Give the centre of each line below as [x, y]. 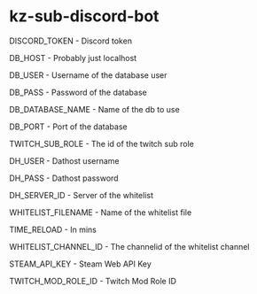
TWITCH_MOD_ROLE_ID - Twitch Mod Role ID [93, 281]
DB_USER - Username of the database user [88, 75]
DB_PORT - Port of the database [68, 127]
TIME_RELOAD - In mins [53, 229]
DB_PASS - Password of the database [78, 92]
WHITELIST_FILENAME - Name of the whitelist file [101, 212]
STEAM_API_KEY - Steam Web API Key [81, 264]
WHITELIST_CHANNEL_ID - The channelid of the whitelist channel [129, 246]
